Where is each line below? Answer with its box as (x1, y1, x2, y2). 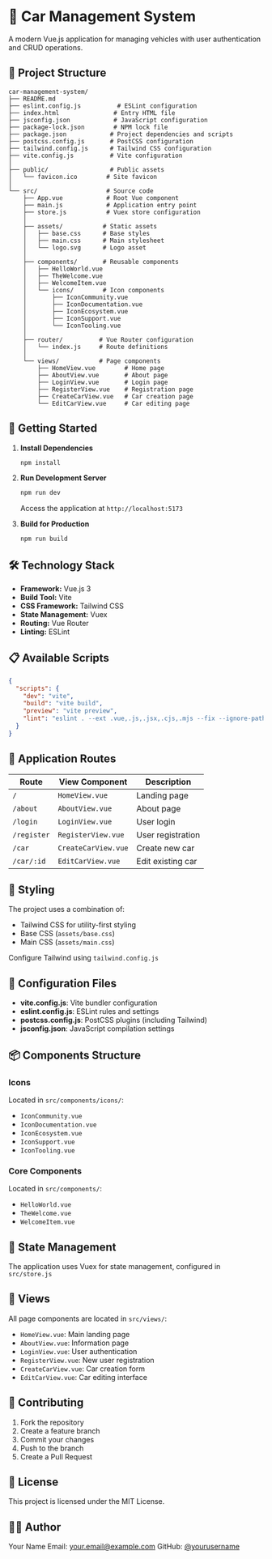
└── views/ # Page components (23, 356, 161, 365)
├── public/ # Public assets (8, 165, 164, 173)
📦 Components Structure (8, 1048, 142, 1062)
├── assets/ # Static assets (23, 222, 158, 230)
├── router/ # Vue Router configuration (23, 335, 194, 343)
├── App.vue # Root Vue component (23, 194, 180, 202)
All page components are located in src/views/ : (8, 1314, 168, 1323)
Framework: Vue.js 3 (19, 584, 91, 594)
